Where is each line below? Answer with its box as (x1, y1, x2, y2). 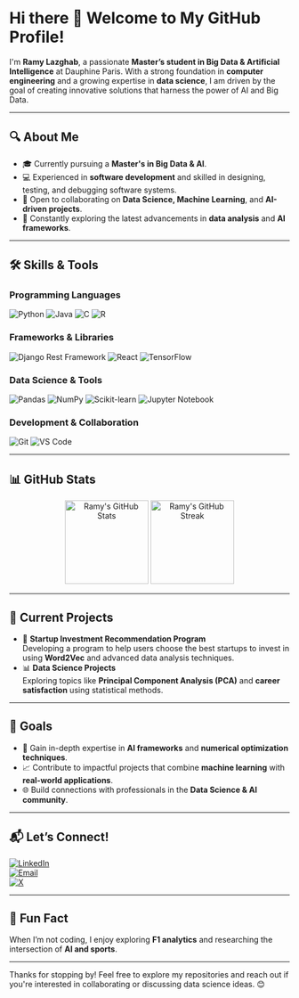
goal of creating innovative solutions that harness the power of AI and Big (9, 85, 279, 95)
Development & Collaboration (9, 416, 140, 429)
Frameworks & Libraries (9, 331, 114, 344)
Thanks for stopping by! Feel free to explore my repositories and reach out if (9, 969, 289, 980)
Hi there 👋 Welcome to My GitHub (9, 8, 261, 29)
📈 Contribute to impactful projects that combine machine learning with (21, 762, 285, 773)
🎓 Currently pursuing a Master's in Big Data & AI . (21, 158, 207, 168)
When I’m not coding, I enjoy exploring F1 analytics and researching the (9, 935, 273, 945)
